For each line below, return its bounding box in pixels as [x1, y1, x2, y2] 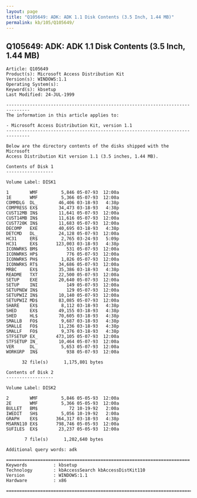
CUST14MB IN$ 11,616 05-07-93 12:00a [6, 215, 119, 221]
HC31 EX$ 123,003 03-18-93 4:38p [6, 241, 119, 247]
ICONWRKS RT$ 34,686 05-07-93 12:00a [6, 262, 119, 268]
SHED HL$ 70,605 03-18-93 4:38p [6, 313, 119, 319]
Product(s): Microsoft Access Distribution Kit [6, 71, 125, 77]
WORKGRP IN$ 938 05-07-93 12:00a [6, 349, 119, 355]
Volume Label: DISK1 [6, 179, 57, 185]
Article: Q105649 [6, 66, 49, 72]
